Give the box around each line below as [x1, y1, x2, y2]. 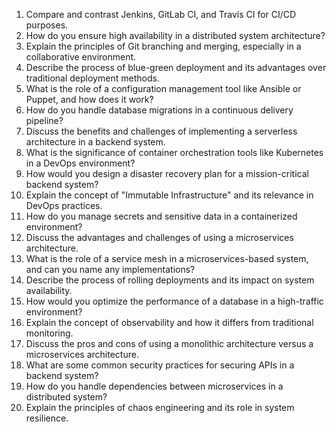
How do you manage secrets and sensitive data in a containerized [25, 210, 298, 222]
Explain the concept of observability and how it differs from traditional [25, 317, 314, 328]
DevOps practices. [25, 200, 103, 211]
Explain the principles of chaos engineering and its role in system [25, 402, 295, 413]
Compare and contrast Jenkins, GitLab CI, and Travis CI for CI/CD [25, 9, 297, 20]
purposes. [25, 19, 69, 31]
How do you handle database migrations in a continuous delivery [25, 104, 294, 116]
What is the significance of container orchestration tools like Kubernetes [25, 147, 324, 158]
